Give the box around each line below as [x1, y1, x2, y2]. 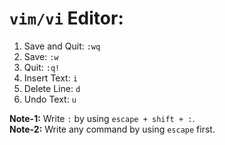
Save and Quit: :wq [23, 40, 101, 52]
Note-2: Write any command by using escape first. [9, 123, 216, 135]
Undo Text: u [23, 93, 77, 105]
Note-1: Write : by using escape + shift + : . [9, 112, 196, 124]
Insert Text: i [23, 72, 78, 84]
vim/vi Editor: [9, 7, 124, 30]
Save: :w [23, 50, 59, 62]
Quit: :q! [23, 61, 61, 73]
